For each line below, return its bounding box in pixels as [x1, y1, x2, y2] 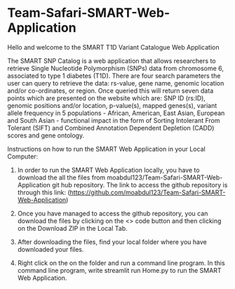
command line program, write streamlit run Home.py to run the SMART [17, 266, 222, 274]
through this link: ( [17, 188, 70, 196]
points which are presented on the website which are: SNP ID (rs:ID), [7, 93, 206, 102]
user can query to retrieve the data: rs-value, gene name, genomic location [7, 79, 224, 87]
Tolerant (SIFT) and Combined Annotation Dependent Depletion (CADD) [7, 123, 215, 132]
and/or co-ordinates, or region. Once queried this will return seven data [7, 86, 214, 95]
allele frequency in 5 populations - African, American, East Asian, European [7, 109, 225, 117]
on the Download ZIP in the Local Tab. [17, 224, 128, 232]
